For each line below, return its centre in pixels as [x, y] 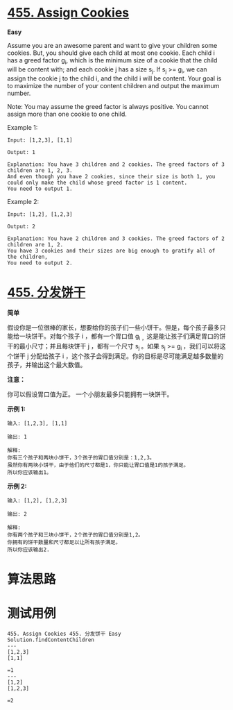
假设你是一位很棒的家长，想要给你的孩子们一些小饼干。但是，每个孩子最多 [113, 328]
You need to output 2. [40, 263]
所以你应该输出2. [28, 550]
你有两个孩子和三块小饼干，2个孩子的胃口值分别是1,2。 [76, 535]
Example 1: [23, 127]
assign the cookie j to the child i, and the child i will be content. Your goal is [114, 78]
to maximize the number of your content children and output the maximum [113, 85]
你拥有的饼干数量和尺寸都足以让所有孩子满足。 [64, 543]
